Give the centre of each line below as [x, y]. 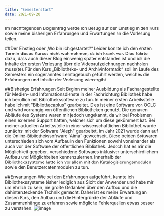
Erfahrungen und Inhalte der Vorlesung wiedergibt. [56, 80]
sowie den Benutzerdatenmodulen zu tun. [47, 167]
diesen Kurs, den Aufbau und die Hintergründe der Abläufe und [69, 197]
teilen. [11, 39]
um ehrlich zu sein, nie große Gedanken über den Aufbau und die [71, 187]
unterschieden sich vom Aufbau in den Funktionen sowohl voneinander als [80, 141]
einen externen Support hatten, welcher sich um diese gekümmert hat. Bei [80, 120]
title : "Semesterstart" [29, 10]
